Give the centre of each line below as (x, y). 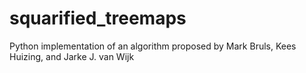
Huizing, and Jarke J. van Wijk (72, 56)
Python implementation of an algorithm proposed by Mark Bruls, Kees (153, 46)
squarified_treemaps (98, 18)
